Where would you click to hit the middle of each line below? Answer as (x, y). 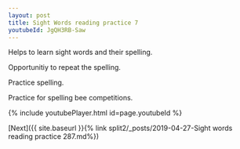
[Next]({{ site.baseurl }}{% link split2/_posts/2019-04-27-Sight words (120, 128)
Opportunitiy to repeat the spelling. (65, 67)
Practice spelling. (36, 82)
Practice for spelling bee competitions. (71, 98)
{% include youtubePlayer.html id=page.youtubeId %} (95, 113)
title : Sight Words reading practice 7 (73, 23)
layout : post (29, 15)
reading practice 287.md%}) (54, 136)
